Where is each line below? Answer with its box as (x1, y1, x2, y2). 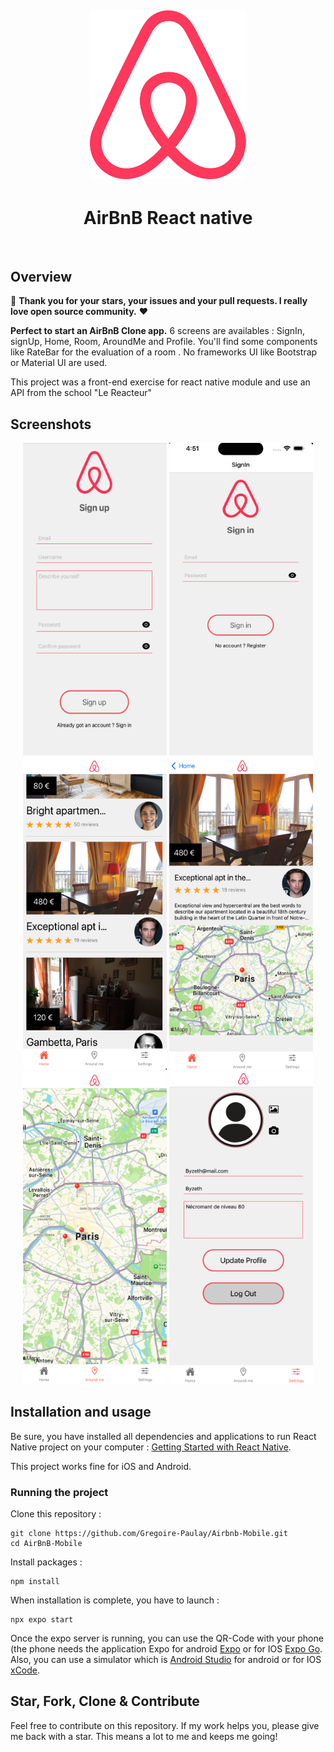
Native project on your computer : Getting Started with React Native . (10, 1441, 292, 1453)
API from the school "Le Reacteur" (10, 387, 153, 399)
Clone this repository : (10, 1508, 102, 1520)
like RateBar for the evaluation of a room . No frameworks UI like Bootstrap (10, 346, 318, 358)
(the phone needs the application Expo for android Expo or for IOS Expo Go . (10, 1643, 323, 1655)
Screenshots (10, 416, 92, 433)
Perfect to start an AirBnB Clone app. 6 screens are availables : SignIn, (10, 325, 306, 337)
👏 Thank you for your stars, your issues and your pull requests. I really (10, 295, 308, 307)
